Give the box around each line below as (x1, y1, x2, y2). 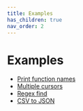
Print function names (16, 75, 76, 83)
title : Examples (7, 10, 53, 17)
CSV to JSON (16, 97, 55, 105)
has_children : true (7, 16, 63, 23)
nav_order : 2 (7, 23, 44, 29)
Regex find (16, 90, 48, 98)
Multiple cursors (16, 82, 63, 90)
